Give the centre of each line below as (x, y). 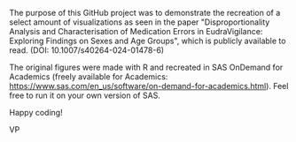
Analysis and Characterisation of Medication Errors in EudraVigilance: (136, 31)
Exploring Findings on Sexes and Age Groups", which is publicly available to (148, 41)
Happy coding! (36, 112)
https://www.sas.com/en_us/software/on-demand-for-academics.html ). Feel (149, 86)
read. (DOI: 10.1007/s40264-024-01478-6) (87, 50)
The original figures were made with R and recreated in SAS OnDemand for (146, 67)
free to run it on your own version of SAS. (85, 95)
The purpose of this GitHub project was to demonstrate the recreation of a (145, 13)
